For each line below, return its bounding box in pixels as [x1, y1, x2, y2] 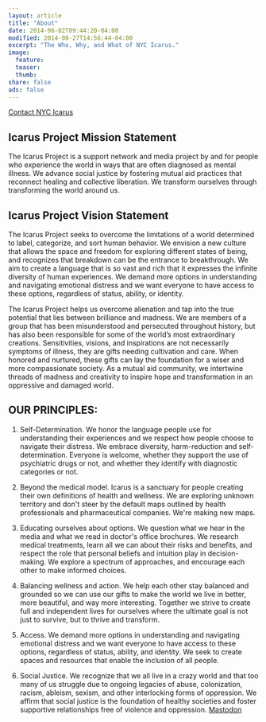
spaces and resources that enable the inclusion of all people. [19, 655, 220, 665]
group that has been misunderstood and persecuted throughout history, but [8, 322, 256, 330]
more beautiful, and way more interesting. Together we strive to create [19, 598, 252, 607]
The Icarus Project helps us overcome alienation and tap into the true [8, 304, 234, 314]
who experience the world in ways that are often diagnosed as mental [8, 160, 237, 170]
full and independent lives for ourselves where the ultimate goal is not [19, 606, 249, 615]
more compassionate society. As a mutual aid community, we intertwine [8, 364, 244, 373]
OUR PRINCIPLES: [8, 404, 98, 417]
